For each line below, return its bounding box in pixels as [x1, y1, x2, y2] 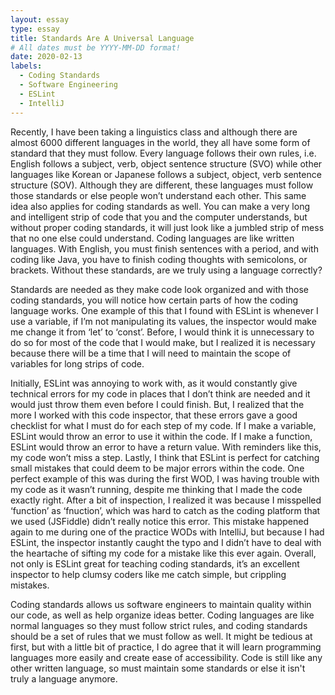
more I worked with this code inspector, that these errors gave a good [10, 409, 298, 421]
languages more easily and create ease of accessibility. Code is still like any [10, 651, 323, 663]
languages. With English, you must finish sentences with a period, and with [10, 242, 319, 255]
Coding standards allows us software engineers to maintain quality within [10, 598, 312, 610]
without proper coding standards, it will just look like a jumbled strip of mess [10, 221, 325, 233]
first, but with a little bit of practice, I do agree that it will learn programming [10, 641, 322, 653]
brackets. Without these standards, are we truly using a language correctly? [10, 264, 323, 276]
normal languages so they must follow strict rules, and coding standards [10, 619, 308, 631]
